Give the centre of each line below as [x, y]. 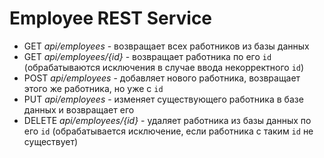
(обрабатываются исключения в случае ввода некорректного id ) [164, 67]
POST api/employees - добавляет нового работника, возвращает [162, 78]
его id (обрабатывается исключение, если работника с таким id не [168, 131]
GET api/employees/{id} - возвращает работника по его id [147, 56]
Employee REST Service [111, 18]
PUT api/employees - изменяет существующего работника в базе [163, 99]
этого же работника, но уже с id [93, 88]
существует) [51, 141]
